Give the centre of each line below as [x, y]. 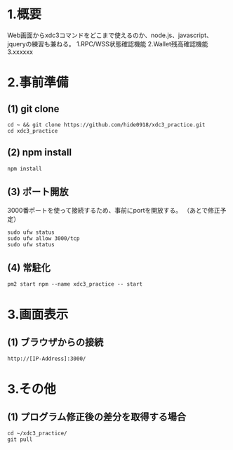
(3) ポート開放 [38, 192]
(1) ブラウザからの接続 [55, 342]
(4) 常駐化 [29, 267]
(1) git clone [33, 108]
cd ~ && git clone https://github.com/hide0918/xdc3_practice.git [106, 125]
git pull [20, 439]
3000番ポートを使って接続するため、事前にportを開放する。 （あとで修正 [114, 210]
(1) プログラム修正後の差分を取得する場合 [97, 417]
